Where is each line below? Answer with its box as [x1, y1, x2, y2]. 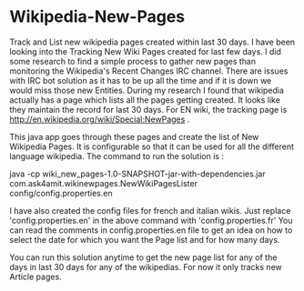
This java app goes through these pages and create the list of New [9, 131, 259, 142]
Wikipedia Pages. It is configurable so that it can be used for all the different [9, 141, 294, 152]
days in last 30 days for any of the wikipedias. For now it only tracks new [9, 261, 282, 272]
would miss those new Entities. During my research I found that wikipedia [9, 85, 285, 95]
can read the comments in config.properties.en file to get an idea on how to [9, 225, 293, 236]
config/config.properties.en [9, 187, 113, 198]
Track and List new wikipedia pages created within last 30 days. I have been [9, 36, 296, 47]
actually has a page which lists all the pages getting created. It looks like [9, 94, 280, 105]
